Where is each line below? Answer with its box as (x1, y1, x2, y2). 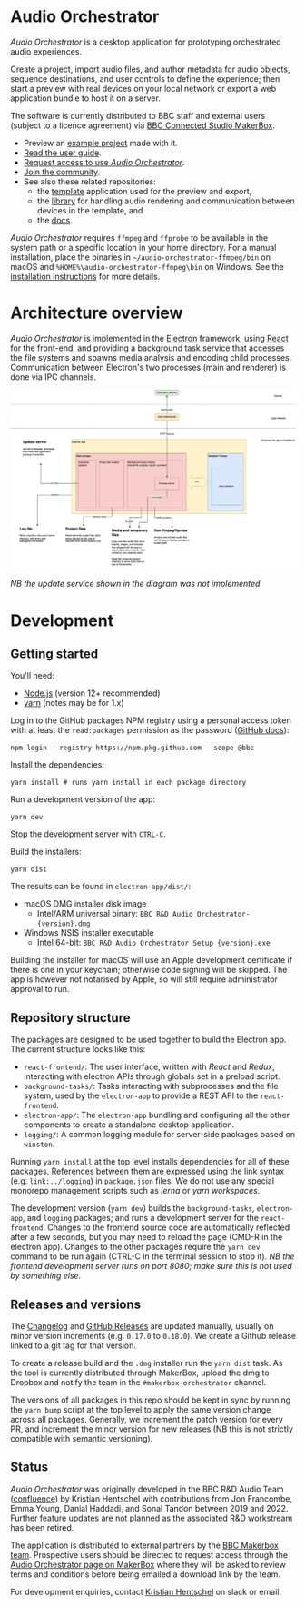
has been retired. (10, 1522, 74, 1532)
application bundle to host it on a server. (10, 93, 162, 104)
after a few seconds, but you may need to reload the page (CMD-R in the (10, 1232, 283, 1243)
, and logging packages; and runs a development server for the (22, 1213, 260, 1224)
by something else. (10, 1270, 82, 1282)
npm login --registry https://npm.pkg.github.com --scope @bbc (10, 743, 255, 753)
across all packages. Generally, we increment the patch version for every (10, 1413, 284, 1424)
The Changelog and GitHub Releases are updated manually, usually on (10, 1320, 274, 1332)
